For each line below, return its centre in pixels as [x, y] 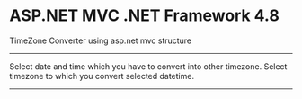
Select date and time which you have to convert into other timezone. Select [148, 66]
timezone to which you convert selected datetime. [102, 76]
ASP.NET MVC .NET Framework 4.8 [145, 16]
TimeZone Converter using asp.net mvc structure [100, 40]
